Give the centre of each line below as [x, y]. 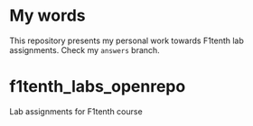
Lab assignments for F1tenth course [76, 111]
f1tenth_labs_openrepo [98, 87]
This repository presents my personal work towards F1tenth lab [126, 40]
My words [47, 16]
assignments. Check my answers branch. [84, 49]
